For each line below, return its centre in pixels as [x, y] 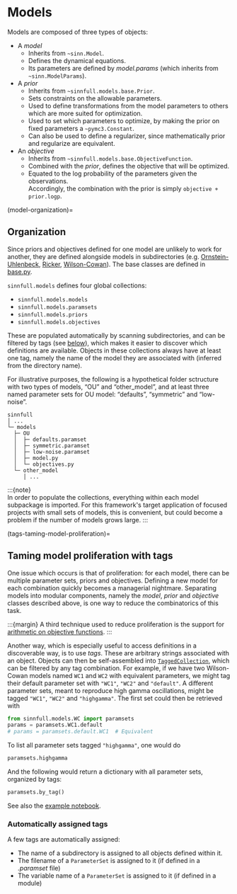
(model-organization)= [40, 210]
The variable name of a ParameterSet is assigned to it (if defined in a [117, 876]
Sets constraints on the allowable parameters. [95, 98]
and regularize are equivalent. [71, 143]
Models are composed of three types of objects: [78, 32]
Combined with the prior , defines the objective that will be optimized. [129, 166]
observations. [48, 180]
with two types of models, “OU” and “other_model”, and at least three [108, 386]
